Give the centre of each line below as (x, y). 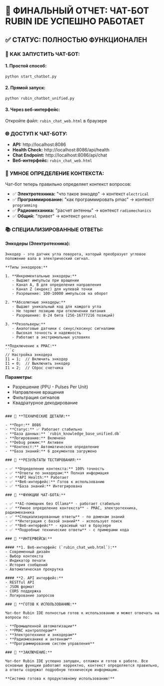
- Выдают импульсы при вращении (45, 280)
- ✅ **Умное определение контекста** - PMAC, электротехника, (72, 508)
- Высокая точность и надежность (46, 333)
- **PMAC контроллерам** (31, 630)
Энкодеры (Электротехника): (38, 243)
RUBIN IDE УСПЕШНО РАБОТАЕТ (75, 21)
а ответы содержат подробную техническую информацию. (62, 670)
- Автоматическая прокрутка (34, 569)
